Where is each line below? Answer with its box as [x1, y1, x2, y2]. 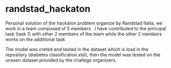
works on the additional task [5, 36, 65, 42]
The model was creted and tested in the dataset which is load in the [5, 46, 149, 52]
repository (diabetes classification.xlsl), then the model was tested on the [5, 52, 161, 58]
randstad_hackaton [5, 3, 91, 15]
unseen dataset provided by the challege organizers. [5, 57, 117, 63]
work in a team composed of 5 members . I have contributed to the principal [5, 25, 166, 31]
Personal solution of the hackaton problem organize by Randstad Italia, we [5, 20, 163, 26]
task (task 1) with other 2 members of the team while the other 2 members [5, 31, 162, 37]
